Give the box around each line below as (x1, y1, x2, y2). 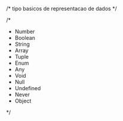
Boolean (14, 34, 36, 41)
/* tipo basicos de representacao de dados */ (6, 5, 117, 12)
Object (14, 97, 31, 104)
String (14, 41, 30, 47)
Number (14, 28, 35, 35)
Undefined (14, 85, 41, 91)
